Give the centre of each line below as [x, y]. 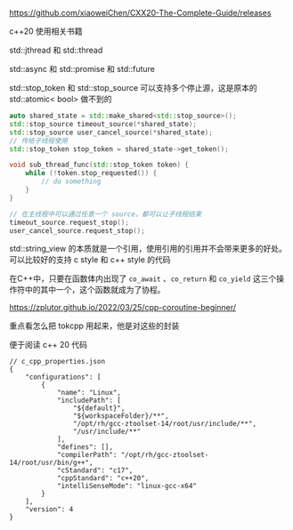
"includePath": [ [89, 401]
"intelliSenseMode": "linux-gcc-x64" [127, 486]
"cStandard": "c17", [95, 470]
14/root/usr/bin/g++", [51, 463]
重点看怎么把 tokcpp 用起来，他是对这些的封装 [94, 326]
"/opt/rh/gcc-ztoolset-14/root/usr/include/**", [164, 424]
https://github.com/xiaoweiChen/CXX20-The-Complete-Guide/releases [140, 13]
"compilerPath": [87, 455]
